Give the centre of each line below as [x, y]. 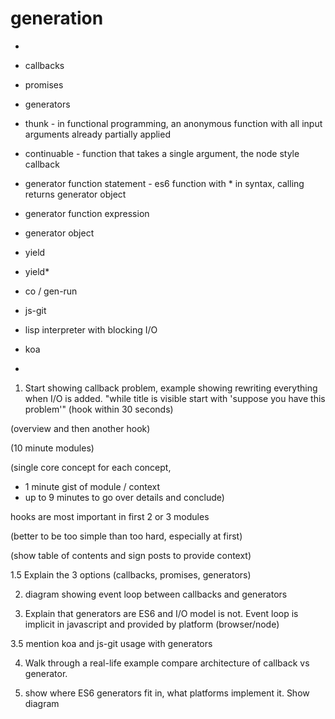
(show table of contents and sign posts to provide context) [131, 555]
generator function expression [87, 213]
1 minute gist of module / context [92, 486]
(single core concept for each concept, [91, 467]
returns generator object [75, 194]
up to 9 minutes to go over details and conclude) [124, 497]
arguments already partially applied [97, 134]
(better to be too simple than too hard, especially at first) [126, 536]
